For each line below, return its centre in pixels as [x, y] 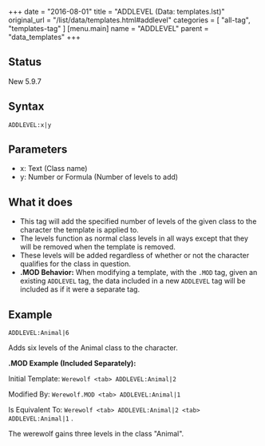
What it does [41, 202]
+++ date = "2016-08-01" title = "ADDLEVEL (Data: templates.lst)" [117, 12]
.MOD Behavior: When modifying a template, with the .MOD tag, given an [138, 273]
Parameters [38, 150]
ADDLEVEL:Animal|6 [39, 333]
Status [25, 62]
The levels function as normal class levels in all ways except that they [134, 238]
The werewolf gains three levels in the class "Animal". [96, 434]
